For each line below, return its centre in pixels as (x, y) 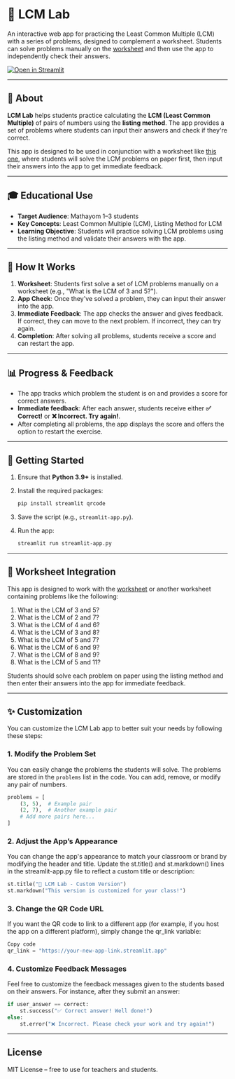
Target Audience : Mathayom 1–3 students (78, 216)
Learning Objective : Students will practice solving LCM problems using (120, 231)
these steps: (25, 736)
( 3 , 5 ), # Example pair (56, 804)
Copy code (22, 944)
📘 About (25, 99)
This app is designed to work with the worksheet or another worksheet (109, 589)
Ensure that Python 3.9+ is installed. (70, 477)
